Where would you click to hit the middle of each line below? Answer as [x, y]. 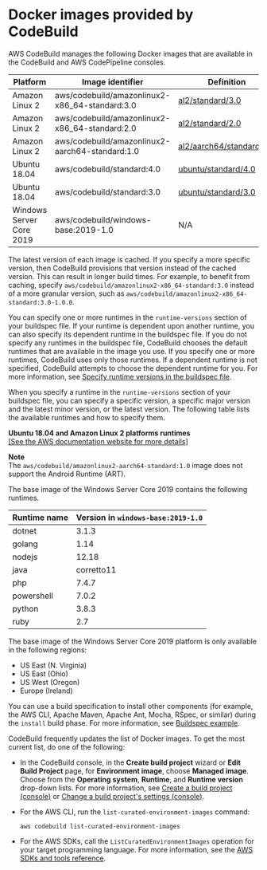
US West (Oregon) [50, 682]
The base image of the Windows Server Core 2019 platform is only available [132, 641]
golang [25, 544]
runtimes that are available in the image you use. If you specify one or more [132, 351]
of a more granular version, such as [66, 293]
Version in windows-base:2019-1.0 [139, 518]
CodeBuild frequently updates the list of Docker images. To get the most [126, 738]
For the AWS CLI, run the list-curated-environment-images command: [135, 812]
